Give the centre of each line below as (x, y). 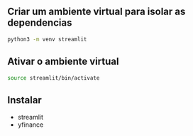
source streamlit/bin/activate (54, 78)
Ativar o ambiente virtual (63, 62)
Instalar (25, 100)
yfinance (31, 125)
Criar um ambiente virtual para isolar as (96, 12)
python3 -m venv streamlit (47, 39)
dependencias (40, 23)
